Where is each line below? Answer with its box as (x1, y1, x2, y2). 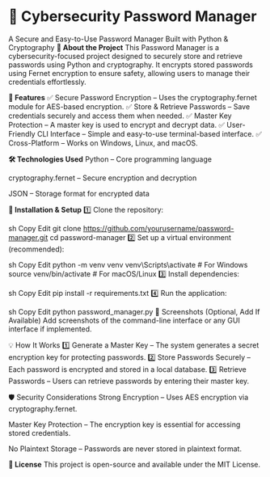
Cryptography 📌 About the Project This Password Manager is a (8, 42, 220, 52)
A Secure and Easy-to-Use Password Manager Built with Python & (8, 34, 229, 44)
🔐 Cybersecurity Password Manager (8, 7, 257, 26)
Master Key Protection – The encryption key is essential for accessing (8, 420, 241, 429)
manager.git (8, 232, 49, 242)
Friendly (8, 129, 36, 138)
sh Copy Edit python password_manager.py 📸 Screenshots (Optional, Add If (8, 306, 260, 316)
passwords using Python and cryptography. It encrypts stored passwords (8, 60, 253, 70)
